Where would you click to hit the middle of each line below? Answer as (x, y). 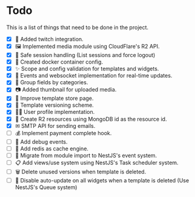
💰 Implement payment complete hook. (63, 133)
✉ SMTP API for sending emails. (55, 125)
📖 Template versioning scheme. (54, 105)
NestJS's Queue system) (46, 187)
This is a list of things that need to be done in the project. (78, 27)
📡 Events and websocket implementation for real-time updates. (94, 76)
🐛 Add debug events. (41, 142)
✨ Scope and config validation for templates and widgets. (87, 69)
